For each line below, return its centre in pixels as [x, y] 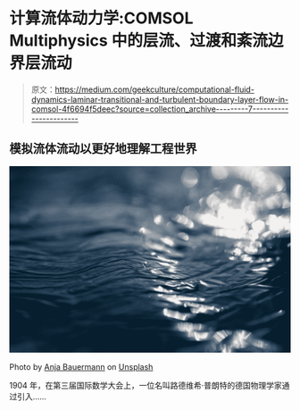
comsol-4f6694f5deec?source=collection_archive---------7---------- [160, 109]
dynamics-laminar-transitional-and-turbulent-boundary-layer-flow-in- [159, 99]
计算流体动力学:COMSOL [101, 18]
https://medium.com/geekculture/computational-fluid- [154, 89]
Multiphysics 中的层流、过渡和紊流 [138, 41]
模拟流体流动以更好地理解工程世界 [103, 149]
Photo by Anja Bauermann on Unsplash [81, 367]
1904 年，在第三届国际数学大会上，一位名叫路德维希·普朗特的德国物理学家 [146, 386]
